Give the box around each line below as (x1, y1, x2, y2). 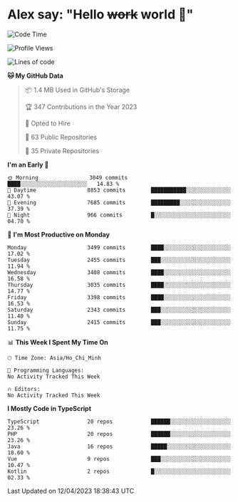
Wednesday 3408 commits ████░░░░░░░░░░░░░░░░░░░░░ (7, 268, 232, 276)
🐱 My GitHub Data (7, 71, 64, 80)
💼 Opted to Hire (24, 119, 71, 127)
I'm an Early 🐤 (7, 160, 49, 169)
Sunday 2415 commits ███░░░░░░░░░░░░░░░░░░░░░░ (7, 318, 232, 326)
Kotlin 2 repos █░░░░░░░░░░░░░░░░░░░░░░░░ (7, 468, 232, 475)
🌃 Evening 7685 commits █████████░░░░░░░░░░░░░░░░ (7, 199, 232, 206)
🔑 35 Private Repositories (24, 146, 100, 155)
